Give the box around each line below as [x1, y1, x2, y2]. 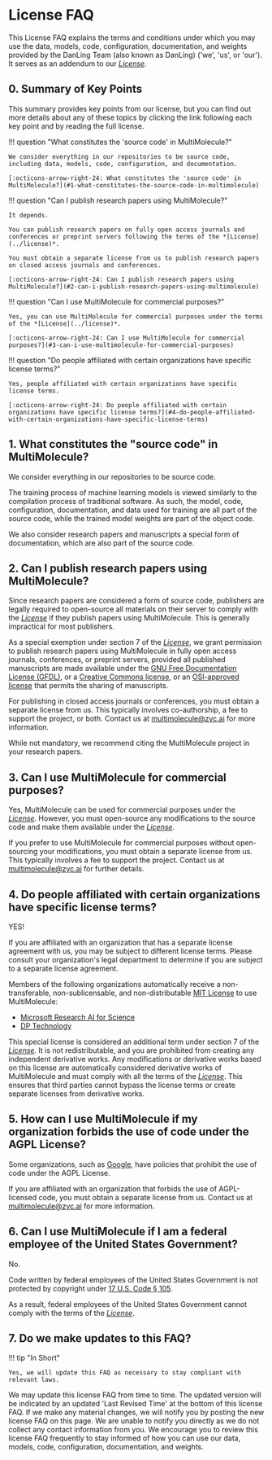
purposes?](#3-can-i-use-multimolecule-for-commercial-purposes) [8, 340, 234, 349]
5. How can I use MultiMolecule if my [8, 1112, 198, 1126]
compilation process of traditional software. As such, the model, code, [8, 496, 244, 506]
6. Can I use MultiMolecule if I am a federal [8, 1225, 227, 1239]
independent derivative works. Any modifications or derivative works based [8, 1054, 261, 1063]
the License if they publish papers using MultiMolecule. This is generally [8, 613, 250, 623]
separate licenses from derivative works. [8, 1089, 145, 1098]
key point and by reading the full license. [8, 121, 145, 131]
